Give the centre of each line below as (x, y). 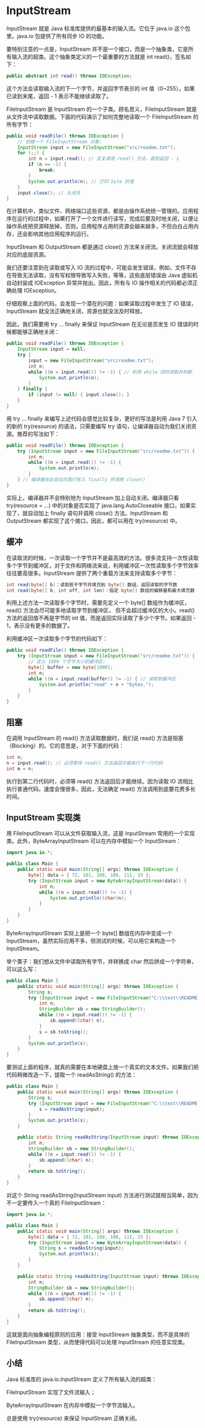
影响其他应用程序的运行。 (59, 234)
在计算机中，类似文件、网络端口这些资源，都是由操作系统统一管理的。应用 (100, 211)
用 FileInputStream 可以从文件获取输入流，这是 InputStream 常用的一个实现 (101, 834)
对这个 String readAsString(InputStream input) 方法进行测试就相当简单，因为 (102, 1195)
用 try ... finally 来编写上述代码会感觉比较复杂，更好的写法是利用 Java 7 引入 (102, 418)
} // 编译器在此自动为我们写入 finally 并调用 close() (81, 480)
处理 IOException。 (35, 291)
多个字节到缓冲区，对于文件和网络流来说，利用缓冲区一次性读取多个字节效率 (103, 565)
